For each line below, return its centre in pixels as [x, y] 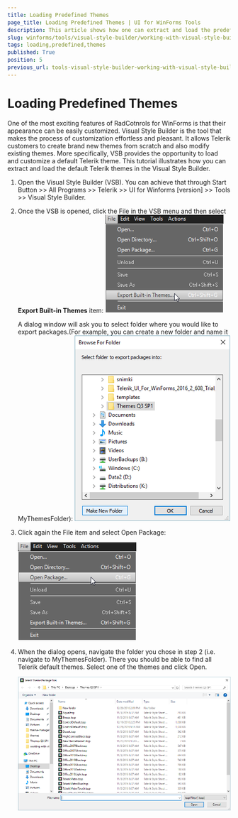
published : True [31, 53]
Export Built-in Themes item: [61, 310]
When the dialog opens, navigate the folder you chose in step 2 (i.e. [117, 651]
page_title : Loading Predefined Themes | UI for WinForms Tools [104, 22]
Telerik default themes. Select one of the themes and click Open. [112, 667]
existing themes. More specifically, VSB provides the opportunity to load [113, 153]
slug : [15, 38]
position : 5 [25, 60]
